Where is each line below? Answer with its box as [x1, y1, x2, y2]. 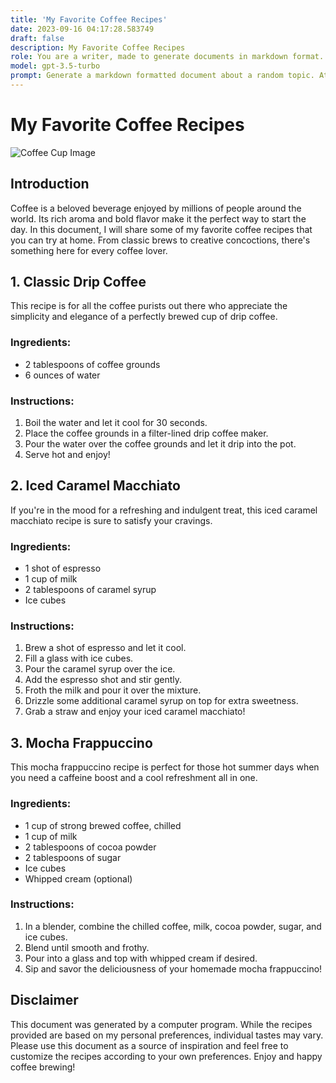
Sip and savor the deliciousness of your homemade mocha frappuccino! [24, 962, 323, 975]
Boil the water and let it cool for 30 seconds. [24, 417, 208, 429]
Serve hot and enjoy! [24, 449, 111, 461]
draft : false [10, 33, 65, 43]
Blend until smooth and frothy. [24, 941, 150, 953]
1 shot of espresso [24, 562, 102, 575]
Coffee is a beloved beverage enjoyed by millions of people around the [10, 202, 302, 214]
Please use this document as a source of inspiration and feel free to [10, 1039, 289, 1051]
